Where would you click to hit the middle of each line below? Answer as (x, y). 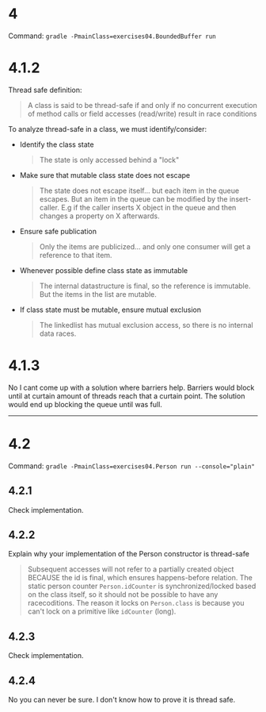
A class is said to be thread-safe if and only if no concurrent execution (142, 105)
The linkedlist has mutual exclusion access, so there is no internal (146, 325)
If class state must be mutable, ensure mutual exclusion (110, 310)
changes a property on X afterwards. (99, 216)
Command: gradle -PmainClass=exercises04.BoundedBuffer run (112, 36)
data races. (58, 333)
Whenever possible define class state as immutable (104, 270)
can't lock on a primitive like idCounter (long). (102, 611)
